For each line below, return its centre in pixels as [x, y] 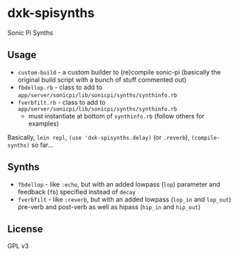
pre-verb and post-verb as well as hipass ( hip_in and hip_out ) [109, 206]
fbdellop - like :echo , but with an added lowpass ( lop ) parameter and [119, 184]
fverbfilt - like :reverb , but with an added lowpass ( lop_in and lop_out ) [124, 199]
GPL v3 [18, 246]
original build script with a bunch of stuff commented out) [102, 79]
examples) [43, 123]
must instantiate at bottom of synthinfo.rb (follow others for [116, 116]
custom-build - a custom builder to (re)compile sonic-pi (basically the [119, 72]
